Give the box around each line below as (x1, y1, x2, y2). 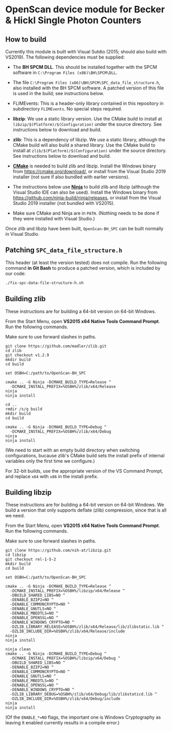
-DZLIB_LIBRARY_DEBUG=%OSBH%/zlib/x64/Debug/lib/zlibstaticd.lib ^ (10, 692, 158, 697)
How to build (5, 35, 47, 44)
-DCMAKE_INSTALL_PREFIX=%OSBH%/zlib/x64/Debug (10, 429, 111, 434)
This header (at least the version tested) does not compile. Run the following (5, 259, 167, 266)
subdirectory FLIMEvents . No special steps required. (12, 106, 122, 111)
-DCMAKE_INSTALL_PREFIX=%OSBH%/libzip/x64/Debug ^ (10, 656, 121, 661)
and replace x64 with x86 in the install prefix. (5, 473, 99, 479)
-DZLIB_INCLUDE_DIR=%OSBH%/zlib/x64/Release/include (10, 629, 125, 634)
